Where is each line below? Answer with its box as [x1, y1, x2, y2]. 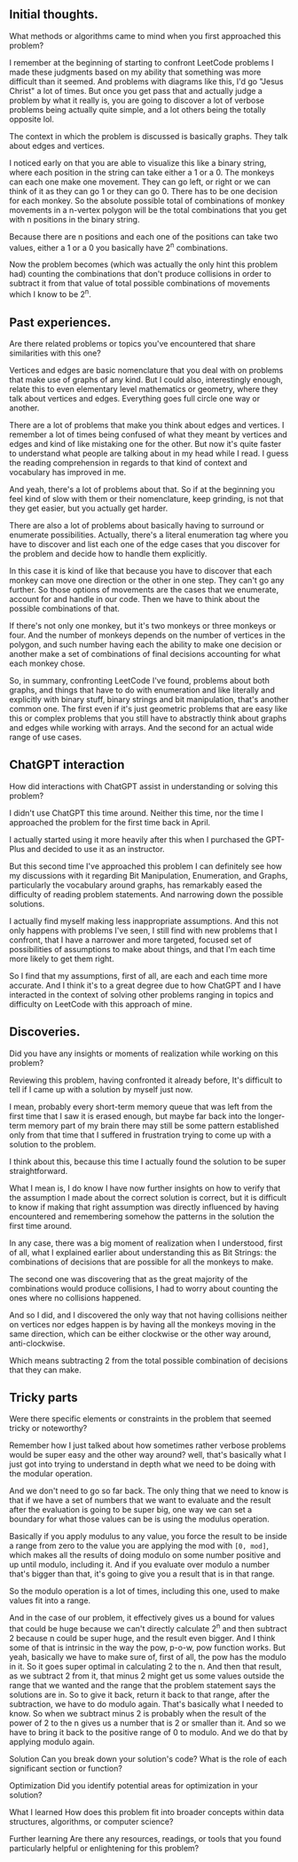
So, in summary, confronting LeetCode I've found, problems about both [9, 675, 271, 685]
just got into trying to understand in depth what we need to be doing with [9, 1459, 277, 1470]
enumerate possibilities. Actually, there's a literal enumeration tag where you [9, 529, 289, 540]
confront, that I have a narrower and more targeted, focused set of [9, 935, 252, 945]
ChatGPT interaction [9, 757, 125, 772]
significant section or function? [9, 1764, 122, 1774]
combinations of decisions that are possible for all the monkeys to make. [9, 1256, 274, 1267]
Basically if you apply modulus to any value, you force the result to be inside [9, 1531, 287, 1542]
